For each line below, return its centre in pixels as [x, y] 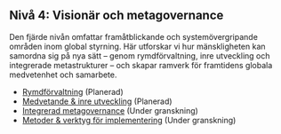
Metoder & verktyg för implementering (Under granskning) [129, 120]
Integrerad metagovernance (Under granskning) [110, 110]
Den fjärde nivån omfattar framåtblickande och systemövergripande [133, 36]
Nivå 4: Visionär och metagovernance [116, 16]
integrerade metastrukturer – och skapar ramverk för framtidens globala [141, 65]
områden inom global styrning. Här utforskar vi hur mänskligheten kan [137, 46]
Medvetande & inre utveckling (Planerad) [97, 101]
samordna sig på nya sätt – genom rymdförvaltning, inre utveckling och [140, 55]
